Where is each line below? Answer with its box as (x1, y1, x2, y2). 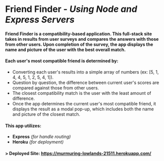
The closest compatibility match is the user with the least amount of (12, 90, 152, 96)
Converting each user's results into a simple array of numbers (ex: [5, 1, (12, 69, 159, 75)
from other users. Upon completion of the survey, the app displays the (5, 41, 153, 47)
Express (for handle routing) (12, 134, 71, 140)
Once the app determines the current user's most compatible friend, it (12, 100, 157, 106)
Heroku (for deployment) (12, 139, 64, 145)
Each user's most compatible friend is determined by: (5, 58, 118, 64)
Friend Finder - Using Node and (5, 3, 138, 15)
